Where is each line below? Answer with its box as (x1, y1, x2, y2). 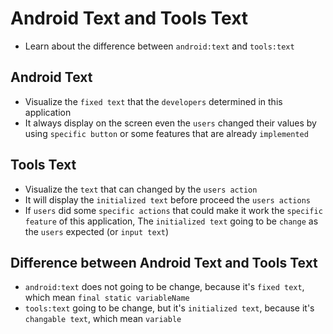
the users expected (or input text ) (24, 225, 170, 237)
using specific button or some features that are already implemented (24, 127, 309, 139)
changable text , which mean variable (24, 313, 182, 325)
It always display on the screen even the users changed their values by (24, 117, 317, 129)
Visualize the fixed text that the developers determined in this (24, 95, 283, 107)
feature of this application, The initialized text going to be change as (24, 215, 319, 227)
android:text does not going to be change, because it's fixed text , (24, 281, 305, 293)
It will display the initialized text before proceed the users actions (24, 193, 311, 206)
